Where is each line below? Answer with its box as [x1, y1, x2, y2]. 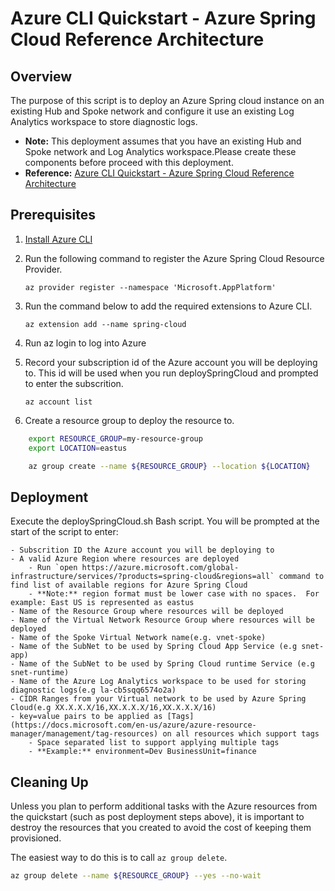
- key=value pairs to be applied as [10, 712, 163, 722]
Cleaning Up [10, 773, 89, 791]
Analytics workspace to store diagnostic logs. [10, 116, 198, 127]
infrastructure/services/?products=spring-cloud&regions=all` [10, 572, 275, 582]
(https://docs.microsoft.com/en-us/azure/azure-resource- [10, 720, 257, 731]
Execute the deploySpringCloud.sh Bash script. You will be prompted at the [10, 515, 320, 527]
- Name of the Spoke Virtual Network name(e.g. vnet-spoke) [10, 633, 267, 643]
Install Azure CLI [24, 233, 93, 245]
